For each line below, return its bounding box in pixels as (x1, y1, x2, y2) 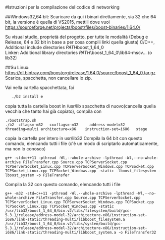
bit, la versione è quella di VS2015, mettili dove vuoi (5, 19, 110, 25)
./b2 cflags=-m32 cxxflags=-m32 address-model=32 (5, 122, 125, 127)
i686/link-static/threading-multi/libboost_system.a (5, 230, 116, 235)
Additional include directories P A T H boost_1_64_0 (5, 45, 104, 50)
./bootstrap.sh (5, 118, 37, 123)
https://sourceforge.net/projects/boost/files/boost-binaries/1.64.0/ (5, 24, 141, 30)
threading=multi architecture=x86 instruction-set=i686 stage (5, 126, 148, 132)
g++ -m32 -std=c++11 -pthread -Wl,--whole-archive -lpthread (5, 191, 134, 196)
